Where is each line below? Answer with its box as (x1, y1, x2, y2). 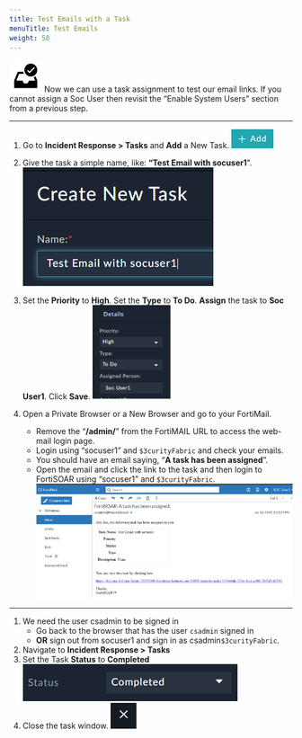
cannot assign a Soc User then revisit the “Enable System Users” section (9, 93, 279, 104)
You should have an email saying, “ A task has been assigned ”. (35, 455, 268, 466)
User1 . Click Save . (22, 391, 92, 402)
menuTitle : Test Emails (9, 23, 99, 33)
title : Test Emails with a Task (9, 14, 130, 23)
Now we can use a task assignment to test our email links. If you (43, 84, 282, 94)
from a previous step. (9, 103, 88, 114)
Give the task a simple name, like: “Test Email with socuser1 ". (22, 157, 253, 168)
